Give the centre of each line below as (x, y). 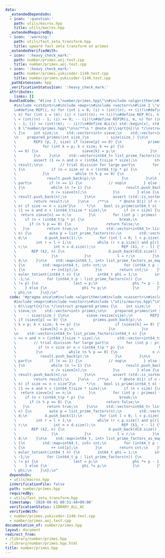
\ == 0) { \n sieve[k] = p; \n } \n (85, 151)
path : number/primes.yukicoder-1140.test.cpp (61, 74)
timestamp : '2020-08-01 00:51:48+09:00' (51, 503)
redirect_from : (21, 534)
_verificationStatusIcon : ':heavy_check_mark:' (59, 87)
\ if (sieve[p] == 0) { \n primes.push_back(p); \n (78, 320)
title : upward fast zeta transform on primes (61, 46)
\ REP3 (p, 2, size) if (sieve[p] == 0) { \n (68, 142)
